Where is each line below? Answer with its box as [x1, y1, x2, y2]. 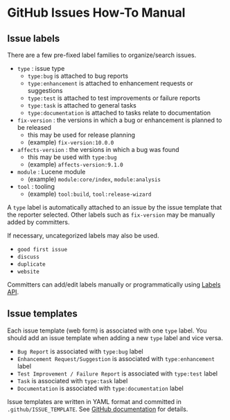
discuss [17, 253, 39, 260]
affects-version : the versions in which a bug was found [17, 146, 179, 153]
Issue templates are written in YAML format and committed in [7, 397, 182, 405]
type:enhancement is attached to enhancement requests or [27, 79, 193, 87]
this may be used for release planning [27, 131, 136, 139]
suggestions [27, 87, 64, 94]
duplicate [17, 261, 46, 268]
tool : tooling [17, 183, 55, 190]
